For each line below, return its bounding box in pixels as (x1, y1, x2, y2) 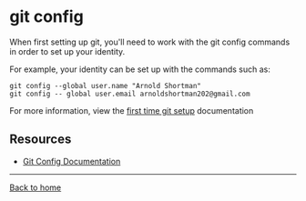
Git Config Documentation (22, 156, 121, 166)
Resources (9, 132, 72, 147)
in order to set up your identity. (9, 45, 126, 56)
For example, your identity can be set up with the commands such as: (9, 64, 270, 75)
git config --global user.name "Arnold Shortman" (9, 81, 202, 90)
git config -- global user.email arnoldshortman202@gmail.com (9, 89, 250, 98)
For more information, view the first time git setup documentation (9, 105, 254, 116)
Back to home (9, 182, 62, 193)
